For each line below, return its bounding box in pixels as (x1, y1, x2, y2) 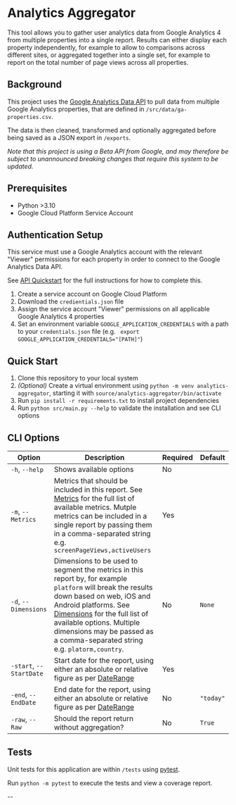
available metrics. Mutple (53, 502, 137, 512)
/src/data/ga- (145, 106, 188, 113)
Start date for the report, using (53, 656, 155, 665)
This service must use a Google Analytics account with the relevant (7, 248, 202, 256)
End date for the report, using (53, 685, 151, 694)
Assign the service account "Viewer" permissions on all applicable (17, 305, 210, 313)
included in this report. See (53, 485, 143, 494)
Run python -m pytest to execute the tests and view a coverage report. (7, 778, 213, 787)
